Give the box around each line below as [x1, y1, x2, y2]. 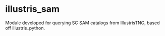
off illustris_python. [5, 25, 45, 31]
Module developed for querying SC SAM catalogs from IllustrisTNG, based [5, 20, 160, 26]
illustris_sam [5, 3, 60, 15]
